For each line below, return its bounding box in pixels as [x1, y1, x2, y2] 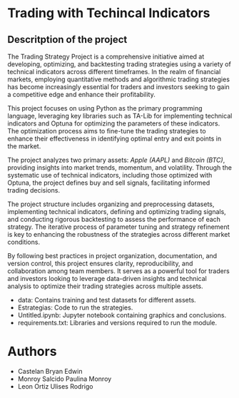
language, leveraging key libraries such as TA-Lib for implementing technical [7, 112, 233, 120]
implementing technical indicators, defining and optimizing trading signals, [7, 208, 226, 215]
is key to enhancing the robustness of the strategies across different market [7, 230, 230, 238]
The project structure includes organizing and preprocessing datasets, [7, 200, 215, 208]
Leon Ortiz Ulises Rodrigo [17, 382, 93, 390]
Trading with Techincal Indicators [7, 5, 210, 21]
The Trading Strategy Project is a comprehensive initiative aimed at [7, 52, 205, 61]
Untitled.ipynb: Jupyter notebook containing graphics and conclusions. [17, 311, 227, 319]
